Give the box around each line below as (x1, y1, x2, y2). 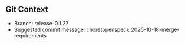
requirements (14, 32, 47, 39)
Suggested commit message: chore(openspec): (14, 26, 130, 33)
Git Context (5, 5, 48, 14)
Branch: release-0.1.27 (14, 20, 69, 27)
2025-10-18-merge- (131, 26, 180, 33)
